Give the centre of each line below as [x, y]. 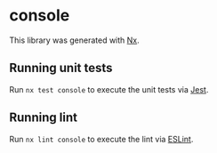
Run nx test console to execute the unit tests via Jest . [109, 89]
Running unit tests [61, 68]
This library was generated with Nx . [74, 40]
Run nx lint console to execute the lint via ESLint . [101, 139]
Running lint [44, 118]
